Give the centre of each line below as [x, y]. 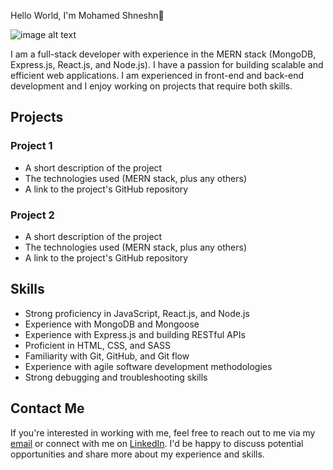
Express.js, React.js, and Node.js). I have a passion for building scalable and [167, 64]
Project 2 [32, 215]
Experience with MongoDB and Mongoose [112, 324]
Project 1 [31, 146]
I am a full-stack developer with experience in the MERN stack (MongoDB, [163, 54]
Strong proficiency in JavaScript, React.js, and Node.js [137, 313]
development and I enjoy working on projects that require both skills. [151, 86]
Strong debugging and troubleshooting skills [116, 377]
